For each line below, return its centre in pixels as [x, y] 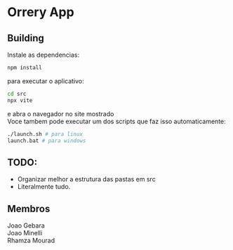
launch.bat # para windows [47, 141]
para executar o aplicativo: [46, 81]
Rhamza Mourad [31, 240]
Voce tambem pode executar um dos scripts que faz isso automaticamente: [116, 121]
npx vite [20, 100]
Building [26, 38]
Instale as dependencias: [44, 55]
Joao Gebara [26, 225]
